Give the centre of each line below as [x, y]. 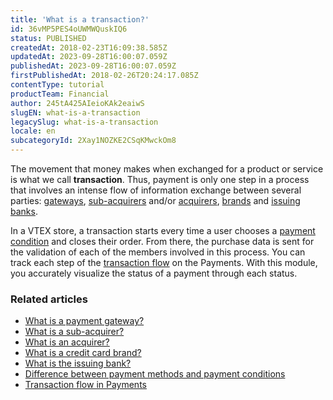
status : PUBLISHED [48, 38]
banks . [24, 211]
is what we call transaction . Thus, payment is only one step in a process [160, 179]
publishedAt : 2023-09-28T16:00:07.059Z [93, 66]
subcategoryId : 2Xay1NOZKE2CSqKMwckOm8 [93, 141]
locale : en [33, 131]
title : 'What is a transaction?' [80, 19]
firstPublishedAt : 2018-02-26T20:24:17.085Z [104, 76]
